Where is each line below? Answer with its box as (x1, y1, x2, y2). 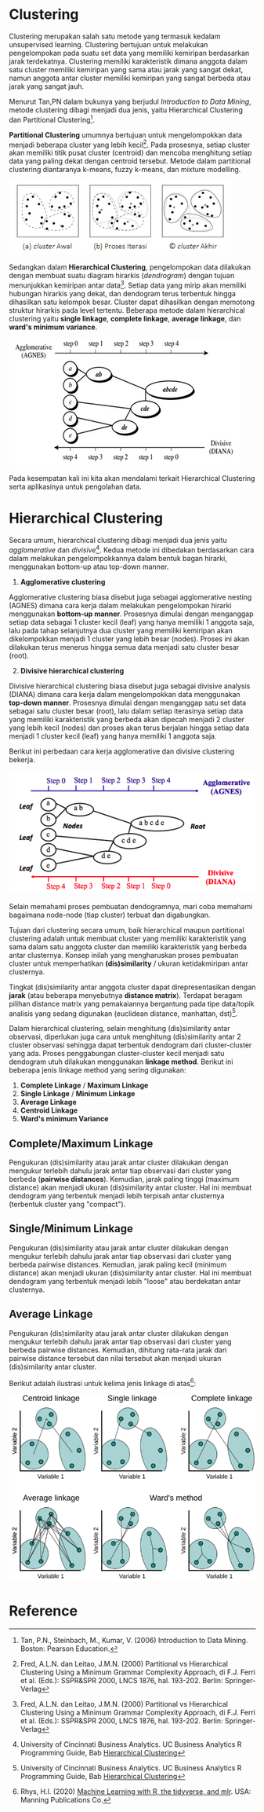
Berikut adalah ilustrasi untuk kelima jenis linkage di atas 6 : (9, 1377, 197, 1388)
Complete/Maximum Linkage (9, 1137, 154, 1150)
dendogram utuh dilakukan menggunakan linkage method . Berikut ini (9, 1057, 233, 1066)
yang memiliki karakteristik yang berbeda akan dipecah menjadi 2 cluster (9, 714, 245, 724)
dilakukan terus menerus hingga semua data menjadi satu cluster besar (9, 642, 240, 651)
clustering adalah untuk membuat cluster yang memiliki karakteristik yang (9, 934, 247, 943)
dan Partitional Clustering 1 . (9, 113, 96, 124)
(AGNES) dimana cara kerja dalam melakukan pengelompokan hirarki (9, 600, 232, 610)
